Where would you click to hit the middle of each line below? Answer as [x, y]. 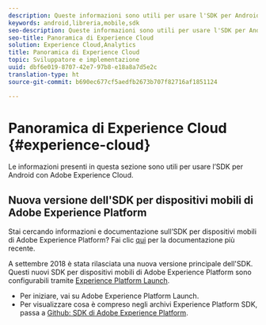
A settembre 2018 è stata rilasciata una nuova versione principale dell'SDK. [131, 264]
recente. [22, 249]
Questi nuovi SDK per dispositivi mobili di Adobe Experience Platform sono [130, 272]
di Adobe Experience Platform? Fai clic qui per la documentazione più [122, 240]
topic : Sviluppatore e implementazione [74, 60]
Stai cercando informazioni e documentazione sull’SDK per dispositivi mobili [133, 231]
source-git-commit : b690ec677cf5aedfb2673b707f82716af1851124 [113, 82]
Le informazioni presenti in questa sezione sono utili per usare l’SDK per [126, 166]
